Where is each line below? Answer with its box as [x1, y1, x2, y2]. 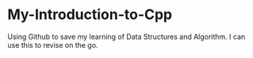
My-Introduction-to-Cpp [7, 6, 173, 24]
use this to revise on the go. [7, 40, 98, 49]
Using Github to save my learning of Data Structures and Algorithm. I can [7, 32, 246, 41]
